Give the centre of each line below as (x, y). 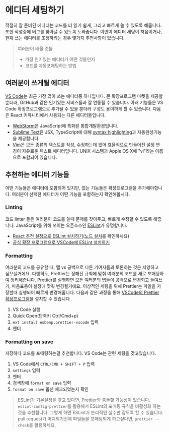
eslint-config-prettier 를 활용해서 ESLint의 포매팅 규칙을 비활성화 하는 (89, 406)
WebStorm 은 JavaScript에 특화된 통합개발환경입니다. (65, 126)
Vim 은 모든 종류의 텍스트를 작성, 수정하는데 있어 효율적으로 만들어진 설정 (83, 145)
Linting (14, 207)
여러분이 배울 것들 (35, 48)
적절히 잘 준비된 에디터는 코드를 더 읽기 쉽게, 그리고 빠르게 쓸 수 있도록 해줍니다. (83, 25)
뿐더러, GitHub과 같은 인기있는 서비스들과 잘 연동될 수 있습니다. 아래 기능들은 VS (84, 102)
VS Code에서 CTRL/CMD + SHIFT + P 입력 (54, 364)
